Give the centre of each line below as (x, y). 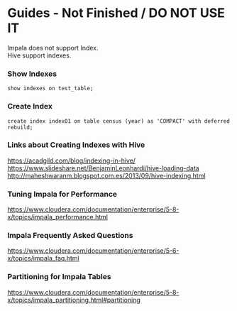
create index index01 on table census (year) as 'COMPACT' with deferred (119, 121)
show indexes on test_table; (50, 89)
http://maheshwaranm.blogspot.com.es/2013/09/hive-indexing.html (106, 175)
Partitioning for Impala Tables (59, 277)
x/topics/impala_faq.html (43, 258)
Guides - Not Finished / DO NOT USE (116, 13)
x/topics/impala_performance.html (58, 217)
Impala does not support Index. (53, 48)
